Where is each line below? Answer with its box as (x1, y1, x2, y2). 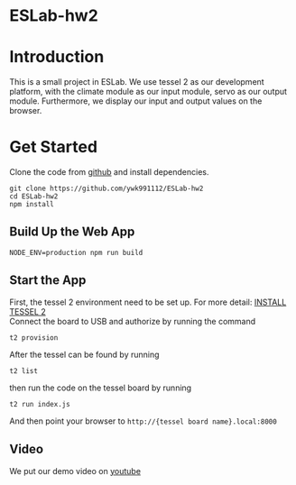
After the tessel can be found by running (9, 349, 160, 360)
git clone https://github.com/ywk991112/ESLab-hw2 (9, 184, 204, 194)
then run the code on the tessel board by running (9, 382, 192, 393)
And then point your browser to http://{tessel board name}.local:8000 (9, 416, 277, 426)
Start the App (9, 272, 87, 288)
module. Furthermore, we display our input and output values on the (9, 96, 263, 106)
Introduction (9, 47, 105, 68)
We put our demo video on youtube (9, 465, 142, 476)
